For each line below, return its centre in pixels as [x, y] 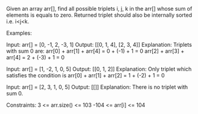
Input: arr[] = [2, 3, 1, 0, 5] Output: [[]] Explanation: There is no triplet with [97, 87]
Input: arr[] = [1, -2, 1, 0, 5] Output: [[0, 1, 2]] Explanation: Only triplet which [99, 69]
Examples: [19, 33]
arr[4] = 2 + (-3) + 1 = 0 [36, 57]
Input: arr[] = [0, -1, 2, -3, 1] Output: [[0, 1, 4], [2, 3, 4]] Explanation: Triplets [99, 45]
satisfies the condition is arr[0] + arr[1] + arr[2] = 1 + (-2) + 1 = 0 [85, 75]
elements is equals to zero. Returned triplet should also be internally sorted [99, 15]
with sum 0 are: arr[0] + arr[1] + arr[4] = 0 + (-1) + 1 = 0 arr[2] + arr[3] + [95, 51]
